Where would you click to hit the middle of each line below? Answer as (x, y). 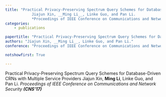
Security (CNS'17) (23, 89)
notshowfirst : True (25, 55)
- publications (30, 28)
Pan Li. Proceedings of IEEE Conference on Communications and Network (81, 84)
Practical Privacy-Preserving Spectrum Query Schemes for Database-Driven (83, 73)
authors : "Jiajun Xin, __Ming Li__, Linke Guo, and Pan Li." (69, 42)
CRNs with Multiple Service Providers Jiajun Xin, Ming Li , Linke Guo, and (79, 78)
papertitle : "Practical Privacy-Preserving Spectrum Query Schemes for (80, 37)
